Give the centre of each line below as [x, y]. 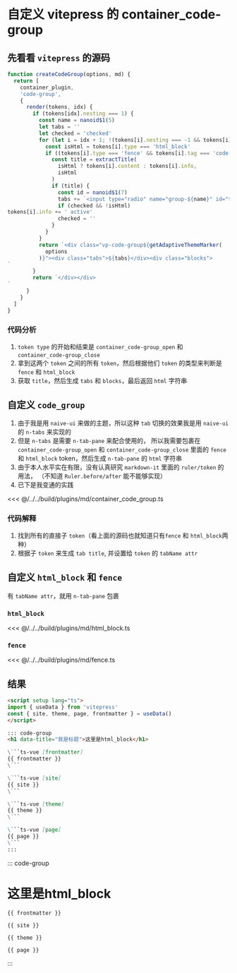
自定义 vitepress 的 [63, 14]
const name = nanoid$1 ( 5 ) [77, 121]
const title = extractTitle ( [95, 159]
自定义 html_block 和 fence [65, 578]
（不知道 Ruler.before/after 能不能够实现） [102, 476]
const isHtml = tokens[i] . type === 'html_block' [118, 146]
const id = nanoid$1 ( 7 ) [93, 192]
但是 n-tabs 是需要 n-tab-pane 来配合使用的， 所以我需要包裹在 [109, 441]
